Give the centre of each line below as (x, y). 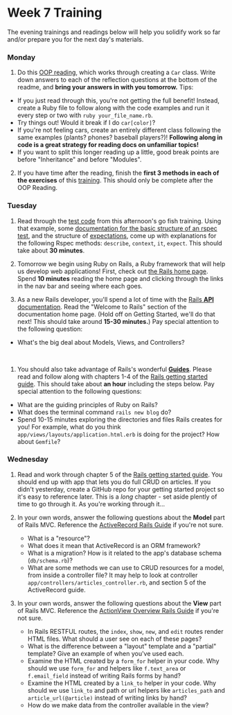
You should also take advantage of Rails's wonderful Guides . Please (115, 369)
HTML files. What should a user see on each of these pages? (115, 639)
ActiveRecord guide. (56, 589)
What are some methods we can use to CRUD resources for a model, (126, 567)
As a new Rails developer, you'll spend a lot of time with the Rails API (116, 299)
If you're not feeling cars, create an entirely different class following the (119, 130)
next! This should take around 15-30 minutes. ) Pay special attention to (118, 321)
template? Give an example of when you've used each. (106, 653)
